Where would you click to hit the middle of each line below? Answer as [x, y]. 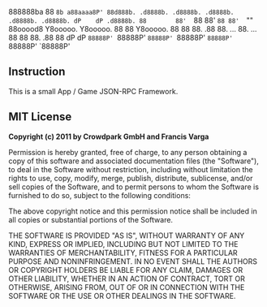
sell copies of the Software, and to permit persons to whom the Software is [134, 187]
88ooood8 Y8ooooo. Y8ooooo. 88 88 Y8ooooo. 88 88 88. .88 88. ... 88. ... [133, 29]
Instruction [37, 72]
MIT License [40, 117]
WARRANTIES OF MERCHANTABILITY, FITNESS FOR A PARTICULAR [123, 253]
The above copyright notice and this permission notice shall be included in [133, 211]
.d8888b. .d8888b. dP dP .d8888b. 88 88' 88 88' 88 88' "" [131, 20]
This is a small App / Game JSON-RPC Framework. [93, 91]
